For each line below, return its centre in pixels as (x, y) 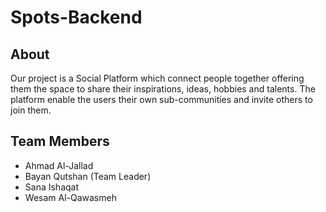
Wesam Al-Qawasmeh (70, 197)
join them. (31, 110)
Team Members (60, 141)
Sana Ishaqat (52, 187)
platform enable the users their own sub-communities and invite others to (161, 99)
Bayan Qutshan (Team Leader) (88, 176)
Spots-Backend (76, 17)
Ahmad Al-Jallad (59, 165)
